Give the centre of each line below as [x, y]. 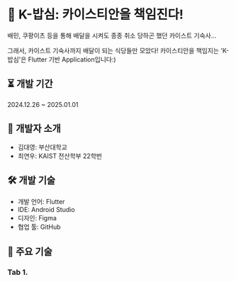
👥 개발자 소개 [34, 129]
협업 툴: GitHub [39, 227]
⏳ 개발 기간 [30, 84]
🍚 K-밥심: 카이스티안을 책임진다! [96, 15]
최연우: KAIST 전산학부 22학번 [60, 156]
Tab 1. [18, 272]
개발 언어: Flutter [41, 202]
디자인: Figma [37, 218]
